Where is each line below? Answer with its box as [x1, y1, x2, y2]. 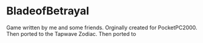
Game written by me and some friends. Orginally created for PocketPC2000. [6, 24, 198, 31]
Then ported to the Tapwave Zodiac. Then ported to [6, 30, 137, 37]
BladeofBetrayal [6, 4, 89, 18]
